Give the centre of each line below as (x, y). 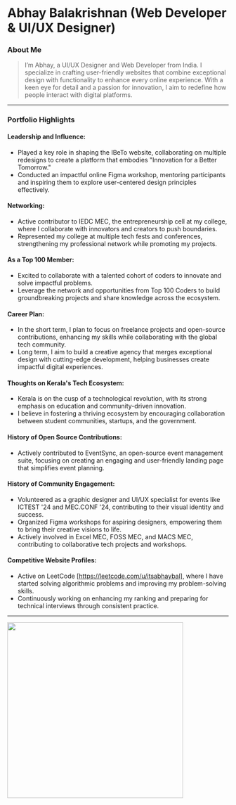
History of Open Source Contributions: (65, 437)
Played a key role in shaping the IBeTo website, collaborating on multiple (122, 152)
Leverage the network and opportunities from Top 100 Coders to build (118, 290)
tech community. (42, 344)
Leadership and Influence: (46, 136)
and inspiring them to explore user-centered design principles (107, 182)
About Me (25, 50)
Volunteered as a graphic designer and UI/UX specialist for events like (119, 499)
